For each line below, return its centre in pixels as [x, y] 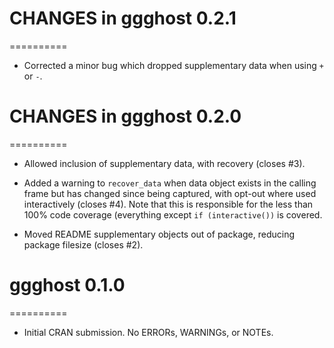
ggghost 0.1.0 [67, 285]
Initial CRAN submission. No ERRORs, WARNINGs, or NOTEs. [148, 332]
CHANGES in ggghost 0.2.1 [123, 18]
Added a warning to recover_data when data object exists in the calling [170, 183]
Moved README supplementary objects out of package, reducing [159, 234]
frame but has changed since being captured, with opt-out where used [170, 193]
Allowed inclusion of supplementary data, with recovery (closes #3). [164, 163]
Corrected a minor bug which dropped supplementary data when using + [173, 65]
